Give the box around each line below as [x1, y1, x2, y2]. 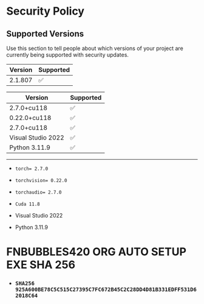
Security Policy [6, 4, 85, 18]
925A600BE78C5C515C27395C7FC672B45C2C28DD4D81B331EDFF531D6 [15, 286, 197, 293]
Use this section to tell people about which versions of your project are [6, 44, 183, 52]
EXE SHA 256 [6, 258, 76, 272]
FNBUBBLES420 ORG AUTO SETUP [6, 245, 187, 259]
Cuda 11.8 [15, 201, 41, 207]
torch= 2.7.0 [15, 166, 49, 172]
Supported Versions [6, 29, 84, 39]
